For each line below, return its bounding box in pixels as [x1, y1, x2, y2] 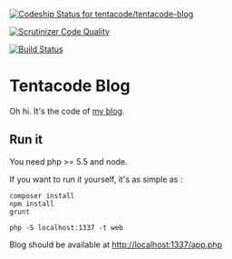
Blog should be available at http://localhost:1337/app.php [9, 239, 223, 250]
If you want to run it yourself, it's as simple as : [9, 174, 183, 184]
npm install [9, 199, 54, 208]
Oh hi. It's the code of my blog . [9, 105, 125, 116]
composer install [9, 191, 75, 200]
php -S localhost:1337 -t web [9, 223, 124, 232]
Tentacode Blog [9, 75, 130, 96]
